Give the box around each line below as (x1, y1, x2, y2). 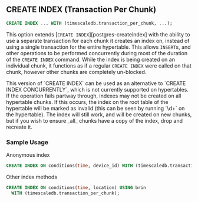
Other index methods (6, 173, 58, 180)
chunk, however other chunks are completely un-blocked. (6, 68, 147, 75)
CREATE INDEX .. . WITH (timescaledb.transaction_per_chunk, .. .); (6, 20, 173, 26)
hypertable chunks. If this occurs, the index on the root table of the (6, 98, 169, 105)
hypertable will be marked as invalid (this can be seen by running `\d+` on (6, 105, 185, 112)
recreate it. (6, 123, 32, 130)
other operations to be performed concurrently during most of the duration (6, 49, 187, 56)
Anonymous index (6, 151, 50, 158)
